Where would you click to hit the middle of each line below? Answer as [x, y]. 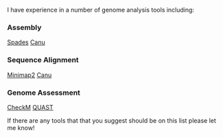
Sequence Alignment [43, 60]
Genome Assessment [44, 93]
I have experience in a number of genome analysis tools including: [101, 10]
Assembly [24, 27]
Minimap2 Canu [30, 75]
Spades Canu [26, 42]
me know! [21, 127]
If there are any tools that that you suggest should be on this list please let [111, 120]
